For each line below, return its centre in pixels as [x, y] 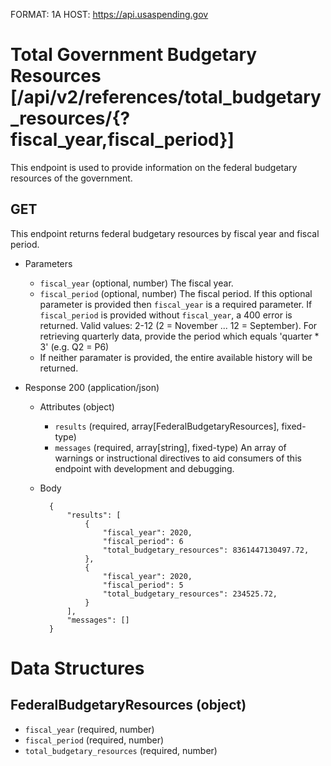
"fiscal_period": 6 [143, 541]
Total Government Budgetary [134, 55]
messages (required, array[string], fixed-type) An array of [170, 447]
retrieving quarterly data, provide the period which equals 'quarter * [179, 336]
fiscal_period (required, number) [94, 740]
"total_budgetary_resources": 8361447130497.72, [206, 550]
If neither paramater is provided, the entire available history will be [176, 357]
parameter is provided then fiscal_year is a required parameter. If [176, 304]
